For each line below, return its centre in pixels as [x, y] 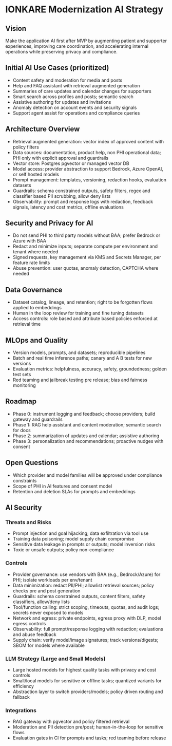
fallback [21, 697]
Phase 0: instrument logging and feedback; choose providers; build [84, 414]
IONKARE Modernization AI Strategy [84, 10]
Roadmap [21, 402]
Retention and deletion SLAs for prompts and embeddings [74, 491]
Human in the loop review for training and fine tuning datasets [78, 313]
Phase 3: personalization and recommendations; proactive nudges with [88, 441]
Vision [16, 29]
